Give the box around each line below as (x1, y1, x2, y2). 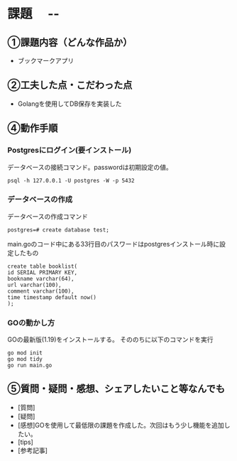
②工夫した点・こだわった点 (7, 79, 133, 92)
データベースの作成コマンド (7, 212, 89, 220)
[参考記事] (17, 446, 48, 455)
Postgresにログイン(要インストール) (7, 146, 132, 156)
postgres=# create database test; (7, 226, 110, 234)
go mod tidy (7, 356, 43, 363)
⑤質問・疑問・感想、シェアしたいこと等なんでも (7, 383, 226, 395)
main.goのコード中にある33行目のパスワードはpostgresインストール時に (7, 239, 220, 248)
